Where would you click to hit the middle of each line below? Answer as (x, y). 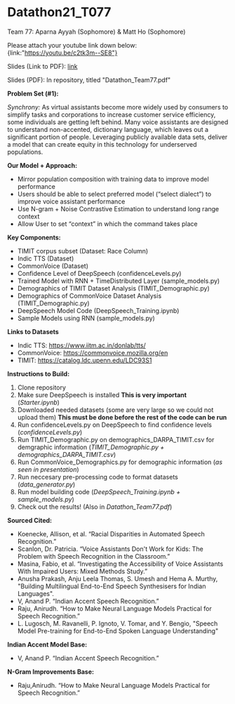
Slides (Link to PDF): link (43, 66)
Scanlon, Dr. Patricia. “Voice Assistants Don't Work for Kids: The (110, 549)
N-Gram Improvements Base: (51, 672)
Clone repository (42, 387)
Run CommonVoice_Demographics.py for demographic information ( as (120, 462)
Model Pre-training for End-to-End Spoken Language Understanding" (118, 631)
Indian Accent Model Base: (47, 644)
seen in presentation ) (48, 469)
